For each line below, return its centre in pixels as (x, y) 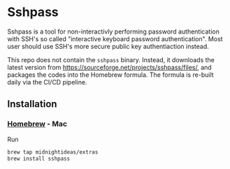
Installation (32, 104)
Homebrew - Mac (37, 124)
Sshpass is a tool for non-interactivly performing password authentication (114, 31)
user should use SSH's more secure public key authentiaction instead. (108, 46)
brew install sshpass (39, 159)
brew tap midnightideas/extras (53, 152)
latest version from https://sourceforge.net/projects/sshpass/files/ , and (109, 67)
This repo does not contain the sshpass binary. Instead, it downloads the (111, 59)
